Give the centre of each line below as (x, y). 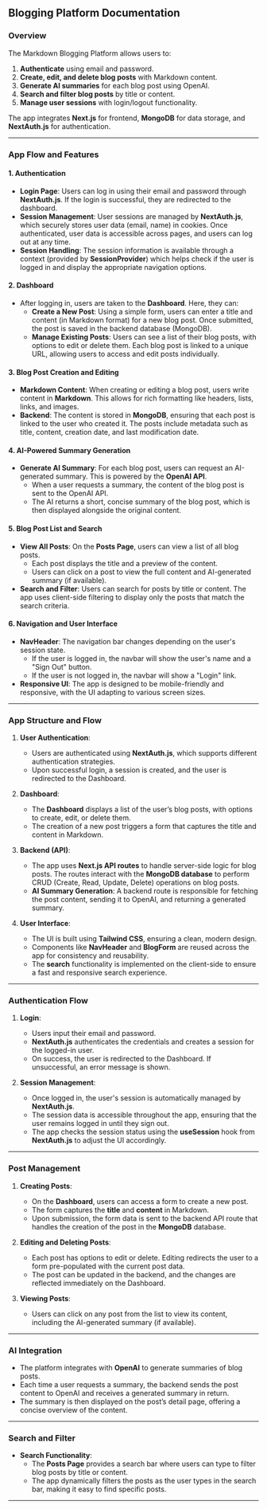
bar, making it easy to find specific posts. (99, 1489)
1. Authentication (37, 174)
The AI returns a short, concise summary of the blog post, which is (141, 502)
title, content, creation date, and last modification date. (109, 432)
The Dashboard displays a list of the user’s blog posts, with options (142, 809)
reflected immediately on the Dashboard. (99, 1283)
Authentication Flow (48, 1001)
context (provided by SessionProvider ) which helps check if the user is (137, 259)
